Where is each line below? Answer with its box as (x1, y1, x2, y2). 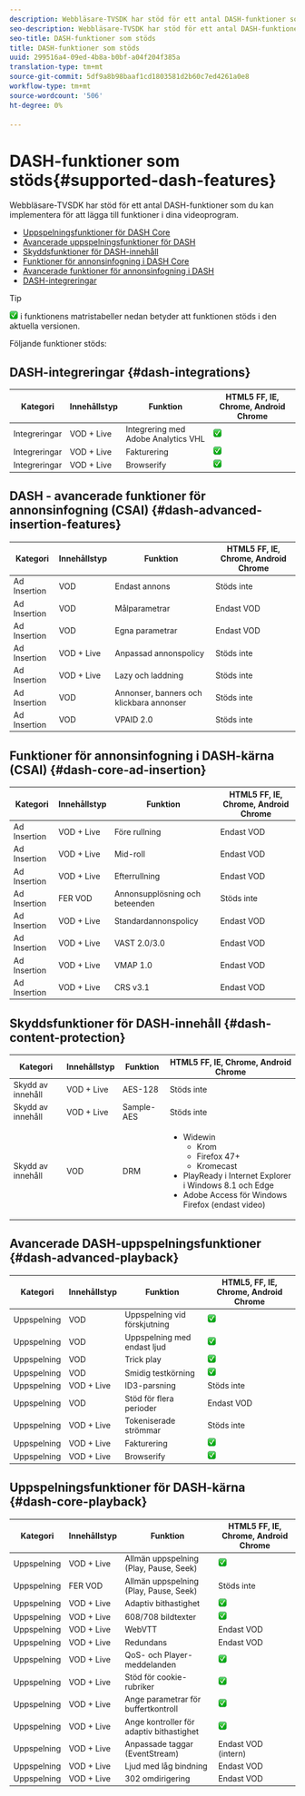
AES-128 (122, 1084, 159, 1095)
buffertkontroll (124, 1703, 179, 1714)
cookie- (156, 1672, 188, 1683)
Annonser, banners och (114, 687, 202, 698)
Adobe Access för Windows (182, 1190, 288, 1201)
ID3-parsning (124, 1380, 177, 1391)
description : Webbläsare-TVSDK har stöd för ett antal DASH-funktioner (9, 15, 286, 24)
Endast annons (114, 581, 171, 592)
